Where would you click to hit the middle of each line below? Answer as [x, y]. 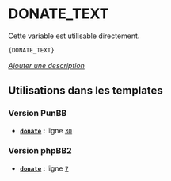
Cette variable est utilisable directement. [74, 36]
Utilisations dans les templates [86, 91]
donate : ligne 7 [44, 168]
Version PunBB [38, 114]
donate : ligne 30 [46, 130]
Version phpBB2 [40, 151]
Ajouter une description [47, 65]
